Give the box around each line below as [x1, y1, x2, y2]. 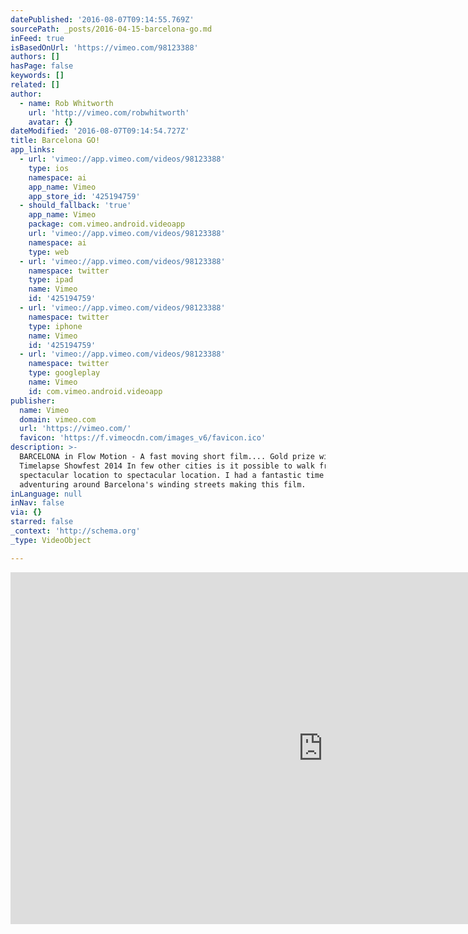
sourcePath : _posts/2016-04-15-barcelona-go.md [10, 24, 213, 34]
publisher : [10, 396, 56, 406]
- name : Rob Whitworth [19, 98, 114, 108]
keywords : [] [10, 71, 65, 81]
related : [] [10, 80, 60, 90]
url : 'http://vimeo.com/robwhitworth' [28, 107, 190, 118]
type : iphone [28, 321, 83, 331]
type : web [28, 247, 70, 257]
